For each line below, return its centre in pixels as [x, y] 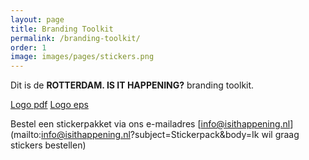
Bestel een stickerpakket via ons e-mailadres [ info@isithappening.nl [150, 124]
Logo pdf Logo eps [49, 105]
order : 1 [28, 47]
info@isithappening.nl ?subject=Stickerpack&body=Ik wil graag [170, 135]
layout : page [37, 19]
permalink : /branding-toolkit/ [75, 38]
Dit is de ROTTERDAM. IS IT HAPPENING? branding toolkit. [132, 85]
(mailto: [26, 135]
